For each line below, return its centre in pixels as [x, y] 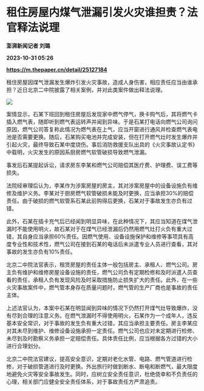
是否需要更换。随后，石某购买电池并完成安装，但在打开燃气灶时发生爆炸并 [104, 137]
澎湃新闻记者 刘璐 [28, 46]
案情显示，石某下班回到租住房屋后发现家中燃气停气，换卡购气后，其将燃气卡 [102, 114]
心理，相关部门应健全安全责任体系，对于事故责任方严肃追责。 [83, 381]
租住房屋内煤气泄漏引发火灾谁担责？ [97, 12]
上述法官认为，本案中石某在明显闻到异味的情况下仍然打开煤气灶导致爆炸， [99, 308]
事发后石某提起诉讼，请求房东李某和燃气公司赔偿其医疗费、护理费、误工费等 [102, 165]
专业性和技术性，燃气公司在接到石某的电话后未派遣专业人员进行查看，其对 [104, 244]
